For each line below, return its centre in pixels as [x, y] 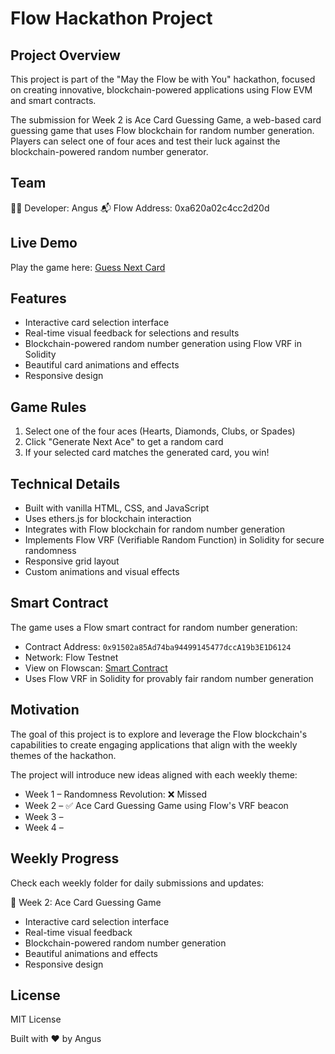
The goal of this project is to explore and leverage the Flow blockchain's [159, 734]
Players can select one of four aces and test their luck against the [145, 141]
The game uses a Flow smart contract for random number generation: [154, 627]
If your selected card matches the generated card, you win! [147, 453]
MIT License [36, 1019]
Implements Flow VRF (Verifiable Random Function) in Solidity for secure [174, 540]
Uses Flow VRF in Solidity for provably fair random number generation [169, 678]
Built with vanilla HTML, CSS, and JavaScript [117, 508]
